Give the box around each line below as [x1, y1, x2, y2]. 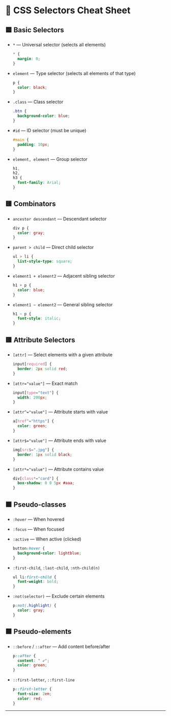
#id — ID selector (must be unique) [12, 127, 87, 133]
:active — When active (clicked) [12, 536, 81, 542]
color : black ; [17, 85, 47, 90]
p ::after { [12, 653, 36, 658]
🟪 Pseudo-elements [5, 627, 72, 636]
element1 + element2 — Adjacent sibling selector [12, 273, 116, 279]
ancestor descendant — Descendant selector [12, 215, 107, 221]
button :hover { [12, 546, 45, 551]
